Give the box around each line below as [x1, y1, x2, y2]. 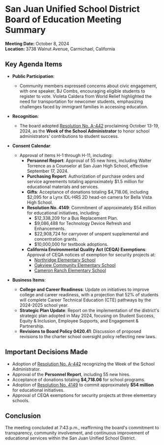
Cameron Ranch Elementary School [34, 267, 107, 273]
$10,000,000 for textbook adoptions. [34, 241, 109, 247]
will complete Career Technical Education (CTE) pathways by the [19, 297, 151, 303]
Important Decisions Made [5, 348, 88, 356]
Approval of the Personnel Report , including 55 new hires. [12, 371, 131, 377]
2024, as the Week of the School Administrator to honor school [19, 128, 150, 134]
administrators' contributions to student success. [19, 133, 119, 139]
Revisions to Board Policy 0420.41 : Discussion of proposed [19, 328, 141, 334]
